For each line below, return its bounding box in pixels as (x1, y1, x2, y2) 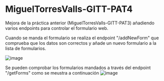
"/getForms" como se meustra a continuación (5, 70, 99, 76)
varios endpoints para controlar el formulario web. (5, 25, 108, 31)
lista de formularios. (5, 45, 46, 51)
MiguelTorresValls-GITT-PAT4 (5, 3, 133, 15)
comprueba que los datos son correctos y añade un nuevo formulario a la (5, 40, 156, 46)
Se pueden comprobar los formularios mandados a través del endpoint (5, 65, 151, 71)
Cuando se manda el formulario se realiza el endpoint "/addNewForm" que (5, 35, 159, 41)
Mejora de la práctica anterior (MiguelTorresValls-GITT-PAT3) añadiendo (5, 20, 155, 26)
